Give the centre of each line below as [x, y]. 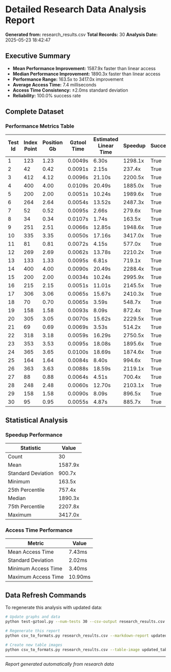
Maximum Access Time [36, 577]
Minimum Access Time [35, 569]
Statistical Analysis [37, 420]
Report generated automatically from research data [60, 664]
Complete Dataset [35, 112]
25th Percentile [26, 490]
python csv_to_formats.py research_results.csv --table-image [73, 649]
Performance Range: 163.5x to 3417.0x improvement [68, 79]
